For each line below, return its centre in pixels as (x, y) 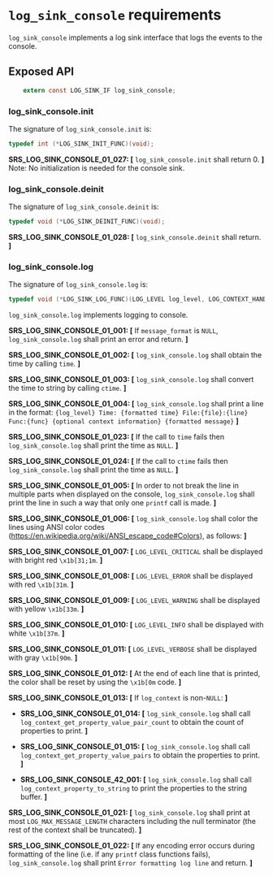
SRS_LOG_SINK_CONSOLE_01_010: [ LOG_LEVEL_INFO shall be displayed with (136, 625)
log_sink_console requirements (115, 15)
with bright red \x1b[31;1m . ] (56, 560)
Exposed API (41, 72)
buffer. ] (33, 797)
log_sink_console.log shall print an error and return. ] (98, 340)
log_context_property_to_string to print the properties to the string (134, 788)
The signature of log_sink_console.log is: (78, 284)
